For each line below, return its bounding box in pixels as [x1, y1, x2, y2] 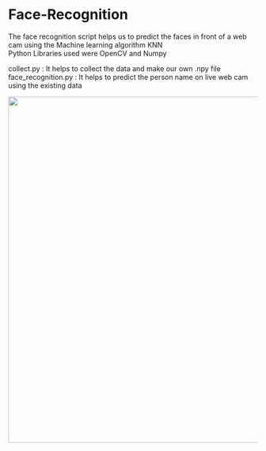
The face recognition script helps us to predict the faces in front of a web [8, 32, 247, 41]
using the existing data [8, 81, 82, 90]
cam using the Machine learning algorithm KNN [8, 40, 163, 49]
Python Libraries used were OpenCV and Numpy [8, 48, 168, 58]
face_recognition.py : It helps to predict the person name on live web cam [8, 72, 249, 81]
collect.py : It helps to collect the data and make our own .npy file [8, 63, 222, 73]
